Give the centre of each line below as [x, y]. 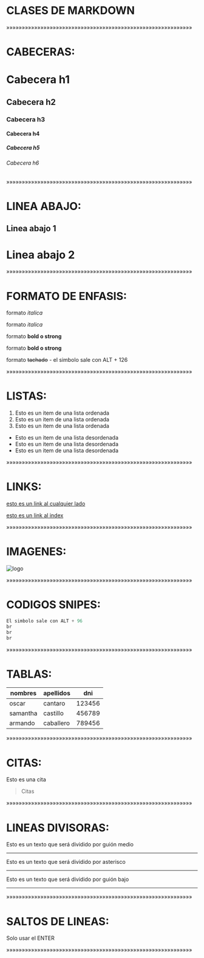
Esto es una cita [26, 780]
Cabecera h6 [23, 163]
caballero [57, 723]
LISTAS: [27, 396]
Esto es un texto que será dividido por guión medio [70, 844]
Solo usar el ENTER [30, 938]
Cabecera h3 [26, 119]
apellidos [57, 693]
